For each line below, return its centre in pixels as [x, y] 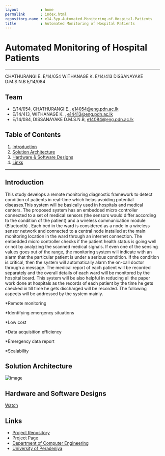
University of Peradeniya [37, 449]
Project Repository [31, 433]
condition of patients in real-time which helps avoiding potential [69, 199]
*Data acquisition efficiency [33, 332]
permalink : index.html [36, 14]
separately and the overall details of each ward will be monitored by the [77, 273]
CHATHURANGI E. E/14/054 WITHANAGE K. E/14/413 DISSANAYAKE [74, 76]
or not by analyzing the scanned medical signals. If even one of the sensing [82, 246]
